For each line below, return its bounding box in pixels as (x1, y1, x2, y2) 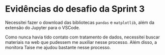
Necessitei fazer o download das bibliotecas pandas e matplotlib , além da (5, 19, 155, 25)
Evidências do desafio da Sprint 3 (5, 3, 145, 15)
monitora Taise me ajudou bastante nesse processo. (5, 44, 111, 50)
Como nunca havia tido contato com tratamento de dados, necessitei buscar (5, 34, 160, 40)
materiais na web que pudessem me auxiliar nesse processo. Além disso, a (5, 39, 157, 45)
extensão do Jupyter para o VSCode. (5, 24, 80, 30)
